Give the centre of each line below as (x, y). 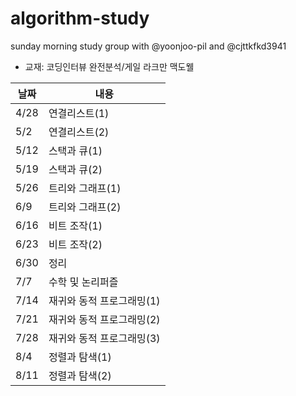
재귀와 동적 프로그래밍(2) (104, 319)
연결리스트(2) (79, 132)
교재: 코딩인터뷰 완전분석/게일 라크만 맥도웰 (109, 66)
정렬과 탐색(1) (80, 357)
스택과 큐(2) (75, 169)
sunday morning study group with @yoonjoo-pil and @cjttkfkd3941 (148, 46)
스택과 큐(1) (75, 150)
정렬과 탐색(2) (80, 375)
